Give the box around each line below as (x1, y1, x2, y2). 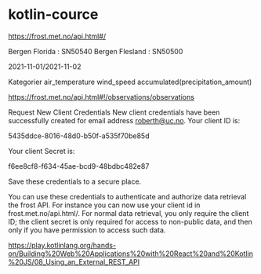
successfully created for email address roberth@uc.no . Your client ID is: (8, 115, 241, 125)
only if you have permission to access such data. (8, 225, 166, 235)
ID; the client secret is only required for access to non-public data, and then (8, 217, 253, 226)
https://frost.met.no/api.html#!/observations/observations (8, 92, 194, 101)
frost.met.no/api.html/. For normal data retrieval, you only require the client (8, 208, 249, 217)
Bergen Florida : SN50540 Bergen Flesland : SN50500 (8, 46, 183, 56)
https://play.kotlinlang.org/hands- (8, 240, 116, 250)
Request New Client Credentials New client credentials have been (8, 108, 220, 117)
